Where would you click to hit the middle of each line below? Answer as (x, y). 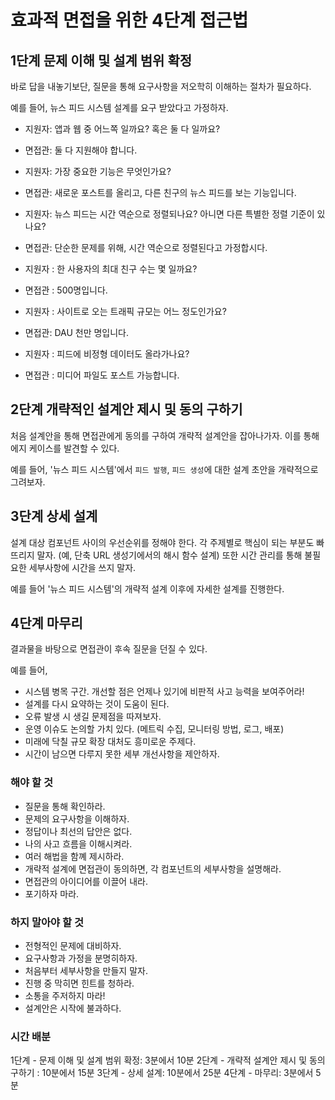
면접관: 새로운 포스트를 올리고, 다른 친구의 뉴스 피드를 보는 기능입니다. (160, 192)
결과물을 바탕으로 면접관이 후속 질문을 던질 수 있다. (109, 649)
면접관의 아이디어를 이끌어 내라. (86, 881)
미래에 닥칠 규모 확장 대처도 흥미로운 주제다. (110, 742)
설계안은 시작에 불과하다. (73, 1008)
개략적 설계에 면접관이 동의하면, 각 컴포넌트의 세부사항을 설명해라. (153, 868)
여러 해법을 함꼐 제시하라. (74, 856)
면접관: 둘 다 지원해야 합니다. (81, 150)
